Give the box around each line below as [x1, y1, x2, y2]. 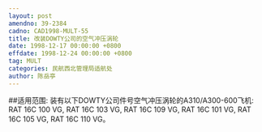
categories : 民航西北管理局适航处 [8, 65, 113, 73]
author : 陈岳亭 [8, 72, 56, 80]
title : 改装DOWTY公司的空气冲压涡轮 [8, 34, 119, 43]
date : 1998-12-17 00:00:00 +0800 [8, 42, 122, 50]
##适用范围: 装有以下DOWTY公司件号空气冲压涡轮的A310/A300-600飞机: [8, 95, 254, 105]
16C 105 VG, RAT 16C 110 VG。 [8, 114, 110, 124]
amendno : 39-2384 [8, 19, 67, 28]
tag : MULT [8, 57, 42, 66]
